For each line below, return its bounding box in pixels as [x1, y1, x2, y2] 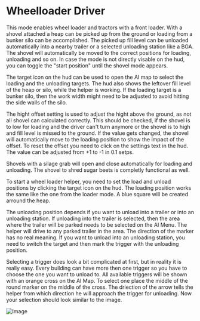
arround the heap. [6, 197, 51, 204]
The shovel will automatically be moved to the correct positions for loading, [6, 49, 191, 56]
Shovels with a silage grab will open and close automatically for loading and [6, 160, 193, 167]
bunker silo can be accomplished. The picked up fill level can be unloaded [6, 36, 189, 44]
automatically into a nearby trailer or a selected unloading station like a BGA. [6, 43, 194, 50]
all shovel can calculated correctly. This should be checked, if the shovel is [6, 116, 190, 124]
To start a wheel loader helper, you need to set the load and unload [6, 178, 171, 185]
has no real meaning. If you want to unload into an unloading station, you [6, 234, 185, 241]
